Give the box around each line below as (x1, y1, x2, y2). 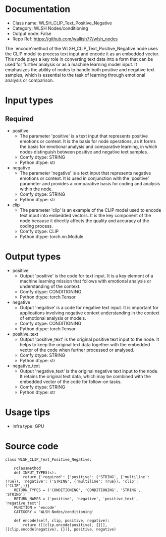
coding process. (19, 223, 53, 229)
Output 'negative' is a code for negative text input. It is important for (19, 304, 159, 310)
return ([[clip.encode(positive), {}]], (23, 522, 108, 528)
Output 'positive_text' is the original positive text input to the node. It (19, 336, 160, 342)
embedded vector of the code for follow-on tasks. (19, 379, 122, 385)
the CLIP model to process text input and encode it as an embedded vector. (5, 51, 160, 57)
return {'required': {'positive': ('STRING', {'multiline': (23, 474, 150, 479)
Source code (5, 441, 58, 452)
